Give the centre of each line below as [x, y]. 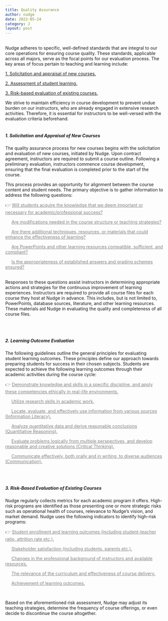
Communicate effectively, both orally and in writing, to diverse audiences [87, 456]
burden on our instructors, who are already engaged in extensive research [82, 108]
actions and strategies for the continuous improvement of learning [73, 287]
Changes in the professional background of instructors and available [82, 558]
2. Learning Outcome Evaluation [40, 341]
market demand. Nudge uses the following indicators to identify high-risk [81, 517]
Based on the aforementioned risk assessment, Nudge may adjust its [76, 603]
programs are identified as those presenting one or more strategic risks [88, 506]
